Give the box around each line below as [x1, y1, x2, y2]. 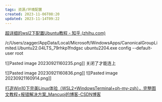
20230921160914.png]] [5, 75, 52, 81]
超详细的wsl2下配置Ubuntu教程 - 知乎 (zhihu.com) [5, 30, 106, 36]
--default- [132, 45, 152, 51]
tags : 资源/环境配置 [5, 7, 42, 12]
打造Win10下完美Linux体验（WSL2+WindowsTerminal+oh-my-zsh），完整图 [5, 85, 157, 91]
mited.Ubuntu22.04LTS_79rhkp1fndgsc [5, 45, 84, 51]
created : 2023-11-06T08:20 [5, 12, 60, 17]
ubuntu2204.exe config [84, 45, 131, 51]
